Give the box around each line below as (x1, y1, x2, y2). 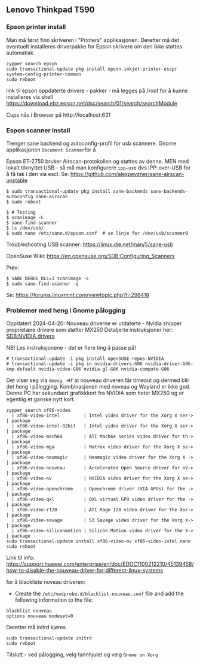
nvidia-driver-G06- (145, 361, 194, 367)
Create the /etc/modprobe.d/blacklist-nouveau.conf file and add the (14, 590, 184, 598)
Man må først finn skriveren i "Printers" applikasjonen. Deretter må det (6, 36, 180, 44)
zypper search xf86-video (6, 407, 70, 414)
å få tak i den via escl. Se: (6, 170, 70, 177)
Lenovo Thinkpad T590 (6, 5, 95, 15)
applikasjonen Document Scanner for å (6, 146, 96, 153)
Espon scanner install (6, 126, 70, 134)
